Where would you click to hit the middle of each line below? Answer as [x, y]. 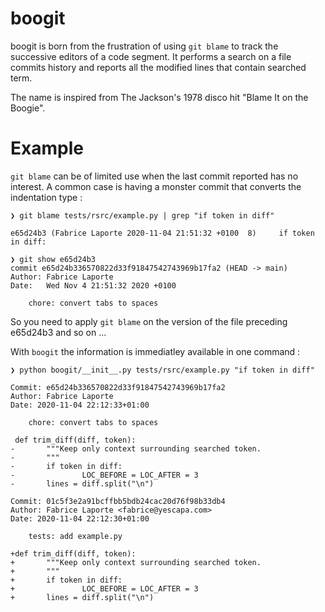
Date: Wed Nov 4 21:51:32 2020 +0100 [93, 285]
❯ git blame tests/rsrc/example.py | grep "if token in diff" [142, 215]
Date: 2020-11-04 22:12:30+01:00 [80, 518]
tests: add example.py [75, 536]
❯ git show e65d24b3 [53, 259]
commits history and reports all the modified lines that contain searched [158, 67]
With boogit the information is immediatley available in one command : [155, 351]
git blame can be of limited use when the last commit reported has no [154, 176]
